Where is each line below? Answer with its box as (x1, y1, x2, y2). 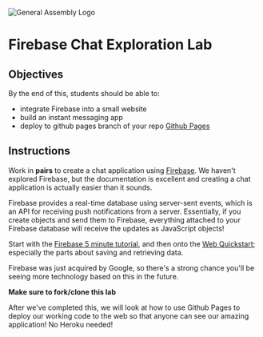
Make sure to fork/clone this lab (8, 287, 116, 296)
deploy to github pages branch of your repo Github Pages (19, 121, 210, 130)
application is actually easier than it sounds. (8, 183, 153, 192)
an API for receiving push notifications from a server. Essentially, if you (8, 207, 241, 216)
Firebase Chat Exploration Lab (8, 36, 213, 54)
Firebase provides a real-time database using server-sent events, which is (8, 198, 253, 207)
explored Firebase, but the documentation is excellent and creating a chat (8, 174, 251, 183)
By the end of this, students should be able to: (8, 89, 160, 98)
